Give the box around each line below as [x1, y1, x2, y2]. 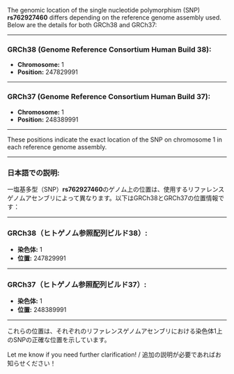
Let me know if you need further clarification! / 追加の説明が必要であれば [7, 350, 216, 359]
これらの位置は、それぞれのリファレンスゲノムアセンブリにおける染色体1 [7, 327, 217, 336]
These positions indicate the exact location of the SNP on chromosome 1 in [7, 135, 223, 144]
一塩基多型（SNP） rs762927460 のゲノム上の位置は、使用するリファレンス [7, 185, 225, 193]
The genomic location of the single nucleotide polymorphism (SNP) [7, 6, 201, 14]
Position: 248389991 [17, 115, 79, 124]
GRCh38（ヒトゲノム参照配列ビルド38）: [7, 228, 148, 238]
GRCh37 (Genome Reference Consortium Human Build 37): [7, 92, 211, 102]
